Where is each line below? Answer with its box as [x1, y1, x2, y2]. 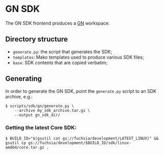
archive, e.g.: [5, 93, 33, 100]
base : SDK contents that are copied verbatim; [12, 60, 108, 66]
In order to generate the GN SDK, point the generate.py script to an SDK [5, 88, 157, 94]
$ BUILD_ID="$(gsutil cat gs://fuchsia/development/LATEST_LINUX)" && [5, 135, 159, 141]
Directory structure [5, 35, 68, 44]
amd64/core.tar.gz [5, 145, 44, 150]
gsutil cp [5, 140, 27, 145]
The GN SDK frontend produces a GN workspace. [5, 20, 110, 26]
